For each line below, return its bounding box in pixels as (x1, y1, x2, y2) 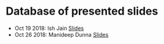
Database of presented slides (6, 4, 158, 18)
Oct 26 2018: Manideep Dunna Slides (14, 31, 109, 38)
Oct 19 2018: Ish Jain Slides (14, 24, 84, 32)
